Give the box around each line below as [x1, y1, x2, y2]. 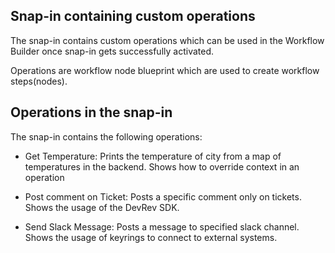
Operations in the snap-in [10, 104, 173, 121]
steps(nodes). [10, 75, 68, 87]
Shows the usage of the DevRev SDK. [24, 201, 180, 213]
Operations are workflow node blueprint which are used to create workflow [10, 64, 320, 76]
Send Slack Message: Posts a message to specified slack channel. [24, 220, 300, 233]
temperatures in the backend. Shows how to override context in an [24, 160, 300, 173]
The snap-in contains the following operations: [10, 130, 203, 143]
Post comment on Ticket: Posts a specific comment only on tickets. [24, 190, 302, 203]
